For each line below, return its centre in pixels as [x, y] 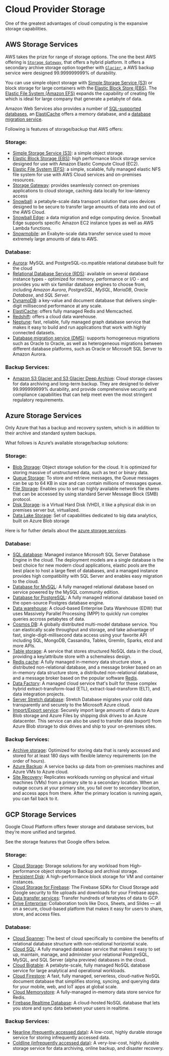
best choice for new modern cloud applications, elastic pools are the [84, 565]
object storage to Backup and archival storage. [90, 871]
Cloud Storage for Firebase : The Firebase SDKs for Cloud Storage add [86, 887]
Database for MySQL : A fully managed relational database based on [83, 587]
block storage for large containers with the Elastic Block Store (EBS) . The [81, 88]
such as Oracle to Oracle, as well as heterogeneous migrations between [87, 343]
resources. [24, 180]
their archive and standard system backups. [51, 433]
